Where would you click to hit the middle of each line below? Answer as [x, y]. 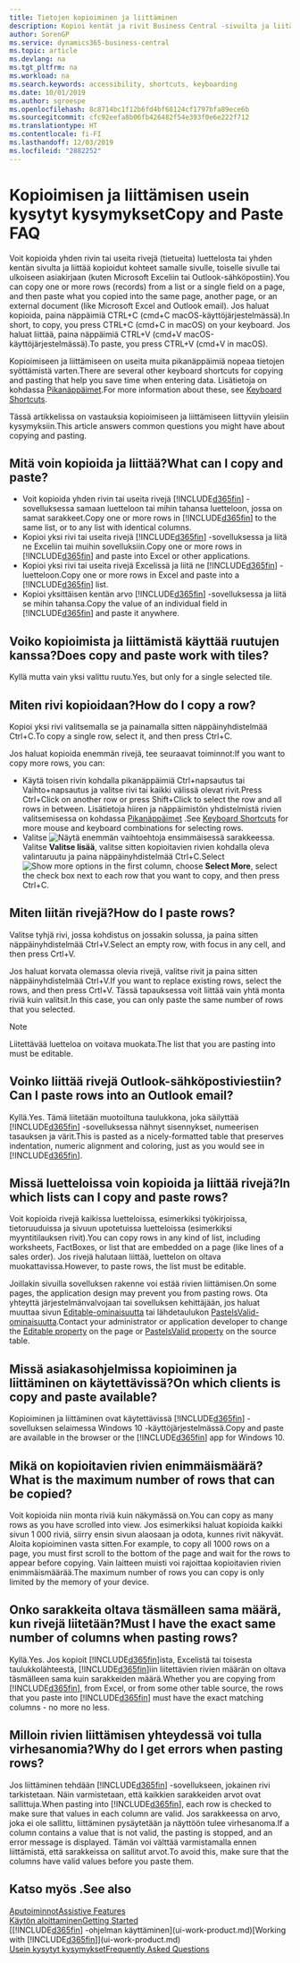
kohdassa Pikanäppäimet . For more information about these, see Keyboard [146, 390]
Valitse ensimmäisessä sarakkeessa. [148, 837]
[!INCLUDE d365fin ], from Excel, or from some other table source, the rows [146, 1688]
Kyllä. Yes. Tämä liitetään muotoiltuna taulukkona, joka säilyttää [124, 1117]
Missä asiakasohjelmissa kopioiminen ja [123, 1369]
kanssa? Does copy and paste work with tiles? [139, 655]
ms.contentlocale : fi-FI [55, 134]
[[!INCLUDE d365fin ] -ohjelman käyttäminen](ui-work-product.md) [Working [148, 1930]
